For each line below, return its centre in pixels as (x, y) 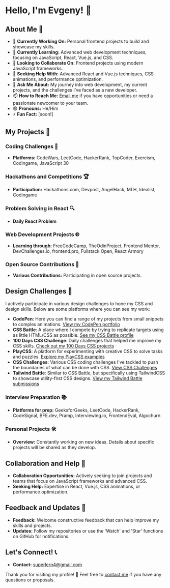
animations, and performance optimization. (58, 79)
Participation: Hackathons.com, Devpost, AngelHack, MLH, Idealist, (84, 189)
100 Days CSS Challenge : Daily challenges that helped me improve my (87, 340)
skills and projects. (32, 525)
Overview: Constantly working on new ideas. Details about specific (83, 442)
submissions (26, 384)
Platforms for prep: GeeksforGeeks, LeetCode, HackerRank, (76, 410)
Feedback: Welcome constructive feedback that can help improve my (86, 520)
